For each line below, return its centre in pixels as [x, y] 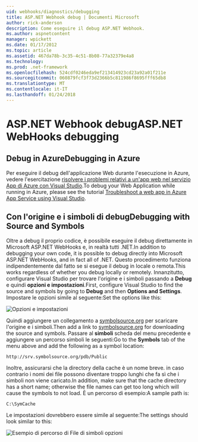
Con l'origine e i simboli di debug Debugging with [98, 217]
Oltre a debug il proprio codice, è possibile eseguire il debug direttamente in [99, 240]
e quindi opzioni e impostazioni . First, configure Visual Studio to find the [95, 285]
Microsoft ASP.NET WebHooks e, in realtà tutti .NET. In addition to [86, 247]
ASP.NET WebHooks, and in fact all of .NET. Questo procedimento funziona [99, 259]
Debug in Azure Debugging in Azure [73, 159]
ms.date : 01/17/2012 [32, 45]
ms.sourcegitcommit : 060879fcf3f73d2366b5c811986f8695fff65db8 [86, 78]
